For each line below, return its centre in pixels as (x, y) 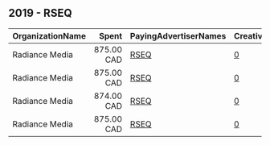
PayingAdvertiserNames (178, 35)
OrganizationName (49, 35)
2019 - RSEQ (40, 13)
